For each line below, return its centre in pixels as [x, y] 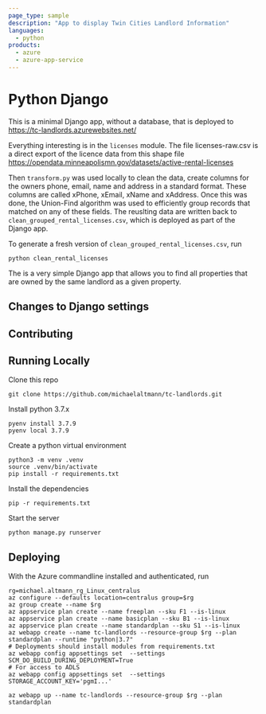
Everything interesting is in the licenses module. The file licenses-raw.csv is [133, 145]
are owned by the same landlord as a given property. [95, 281]
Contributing [41, 334]
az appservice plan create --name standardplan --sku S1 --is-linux [124, 626]
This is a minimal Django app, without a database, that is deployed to [121, 121]
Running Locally [49, 360]
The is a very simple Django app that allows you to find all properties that [128, 273]
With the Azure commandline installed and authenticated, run [109, 576]
